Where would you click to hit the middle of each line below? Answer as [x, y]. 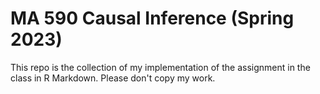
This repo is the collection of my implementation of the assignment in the [160, 67]
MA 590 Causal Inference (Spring [152, 18]
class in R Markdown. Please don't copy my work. [113, 78]
